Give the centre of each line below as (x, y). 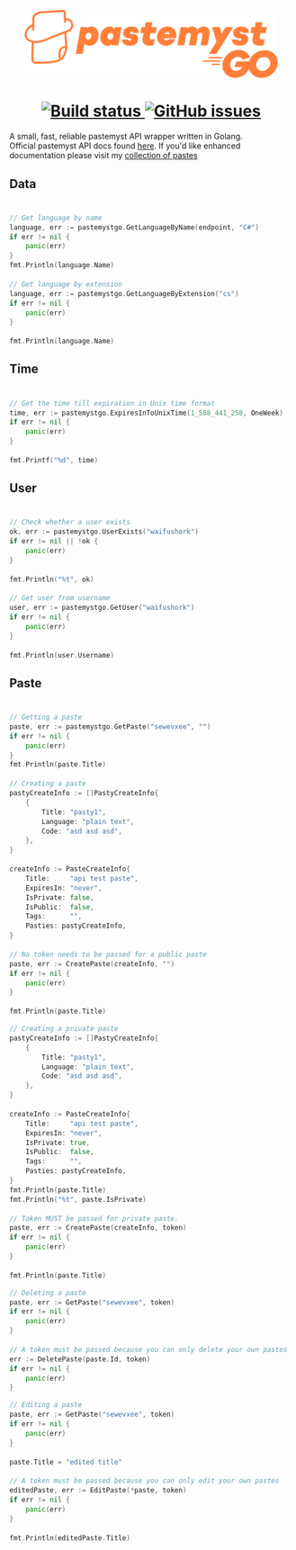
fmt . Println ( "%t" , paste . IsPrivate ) (78, 1199)
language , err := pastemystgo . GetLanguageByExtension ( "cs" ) (125, 293)
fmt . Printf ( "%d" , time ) (54, 460)
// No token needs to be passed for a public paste (108, 954)
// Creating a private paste (64, 1029)
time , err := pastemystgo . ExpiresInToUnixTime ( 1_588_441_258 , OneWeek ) (146, 413)
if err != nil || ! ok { (54, 542)
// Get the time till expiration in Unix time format (112, 403)
